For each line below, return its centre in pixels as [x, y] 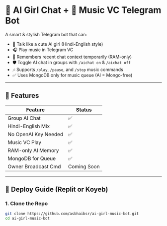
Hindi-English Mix [29, 126]
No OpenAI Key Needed [36, 134]
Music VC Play [24, 142]
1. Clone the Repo [27, 204]
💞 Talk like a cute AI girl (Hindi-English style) [58, 44]
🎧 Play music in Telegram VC [43, 50]
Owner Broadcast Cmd [34, 166]
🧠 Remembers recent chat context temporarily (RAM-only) [72, 57]
